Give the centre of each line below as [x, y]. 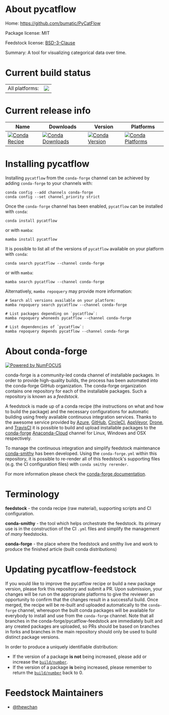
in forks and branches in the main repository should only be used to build [81, 631]
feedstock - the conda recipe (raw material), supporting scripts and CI [78, 508]
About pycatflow [41, 9]
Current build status [48, 73]
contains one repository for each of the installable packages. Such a [76, 391]
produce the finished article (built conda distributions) [61, 549]
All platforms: [23, 88]
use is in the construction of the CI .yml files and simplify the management [82, 529]
